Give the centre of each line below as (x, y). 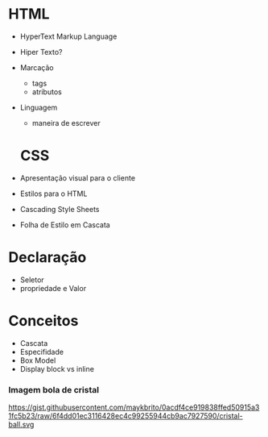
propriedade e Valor (53, 288)
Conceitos (43, 321)
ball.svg (21, 425)
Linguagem (39, 107)
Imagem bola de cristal (54, 389)
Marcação (37, 67)
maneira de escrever (66, 123)
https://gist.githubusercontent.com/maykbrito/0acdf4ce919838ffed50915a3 (134, 407)
